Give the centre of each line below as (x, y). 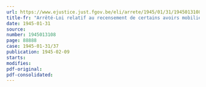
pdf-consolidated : (30, 75)
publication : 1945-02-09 (38, 52)
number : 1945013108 (31, 35)
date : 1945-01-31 (29, 23)
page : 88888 (21, 40)
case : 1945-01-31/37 (33, 47)
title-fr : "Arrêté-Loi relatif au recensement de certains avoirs (93, 18)
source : (16, 29)
